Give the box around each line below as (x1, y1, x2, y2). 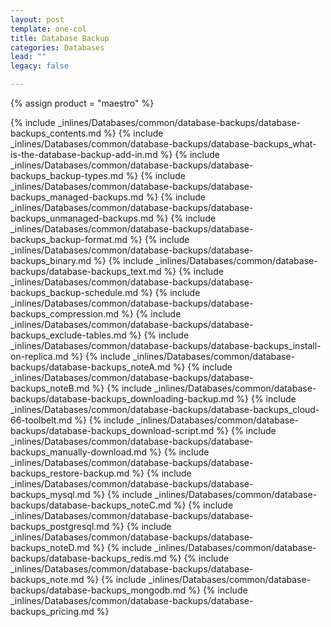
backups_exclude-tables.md (10, 329, 127, 341)
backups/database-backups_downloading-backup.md (10, 393, 235, 405)
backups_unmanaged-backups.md (10, 212, 154, 224)
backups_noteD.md (10, 542, 90, 553)
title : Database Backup (10, 33, 110, 43)
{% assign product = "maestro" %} (10, 97, 155, 109)
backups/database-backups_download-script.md (10, 425, 215, 436)
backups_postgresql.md (10, 521, 110, 532)
